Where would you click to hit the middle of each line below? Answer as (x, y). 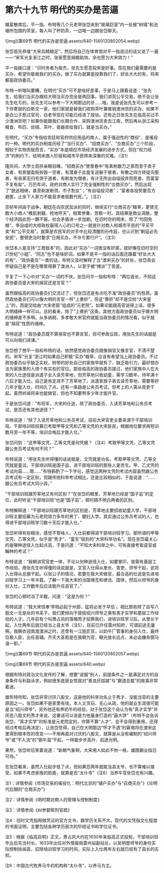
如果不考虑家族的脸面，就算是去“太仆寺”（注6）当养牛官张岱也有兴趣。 (85, 772)
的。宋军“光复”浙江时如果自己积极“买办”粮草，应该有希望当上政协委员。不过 (82, 356)
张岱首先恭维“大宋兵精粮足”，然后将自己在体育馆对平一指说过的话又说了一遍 (82, 51)
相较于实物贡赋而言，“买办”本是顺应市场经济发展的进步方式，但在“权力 (76, 149)
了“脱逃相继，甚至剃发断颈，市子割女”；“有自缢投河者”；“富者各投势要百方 (80, 190)
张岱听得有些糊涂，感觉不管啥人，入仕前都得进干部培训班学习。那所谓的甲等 (82, 533)
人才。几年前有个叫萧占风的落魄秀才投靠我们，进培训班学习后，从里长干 (86, 619)
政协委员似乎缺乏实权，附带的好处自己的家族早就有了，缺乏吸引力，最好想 (80, 362)
